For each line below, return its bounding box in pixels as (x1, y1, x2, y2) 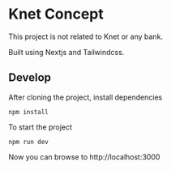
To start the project (8, 122, 73, 132)
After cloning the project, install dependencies (8, 92, 163, 102)
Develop (8, 70, 51, 85)
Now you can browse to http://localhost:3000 (8, 151, 160, 162)
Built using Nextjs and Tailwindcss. (8, 47, 125, 57)
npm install (8, 108, 49, 116)
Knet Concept (8, 5, 104, 23)
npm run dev (8, 138, 49, 146)
